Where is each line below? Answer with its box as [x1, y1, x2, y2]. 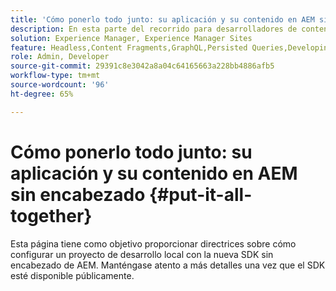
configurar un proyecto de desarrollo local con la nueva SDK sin [10, 248, 274, 260]
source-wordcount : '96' [10, 80, 110, 90]
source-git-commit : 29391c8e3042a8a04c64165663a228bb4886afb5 [10, 61, 275, 71]
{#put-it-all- [148, 183, 253, 206]
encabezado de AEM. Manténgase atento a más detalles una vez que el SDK [10, 259, 326, 271]
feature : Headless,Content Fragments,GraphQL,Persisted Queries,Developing [10, 42, 333, 53]
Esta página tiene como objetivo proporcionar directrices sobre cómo [10, 237, 297, 250]
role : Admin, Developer [10, 52, 110, 62]
